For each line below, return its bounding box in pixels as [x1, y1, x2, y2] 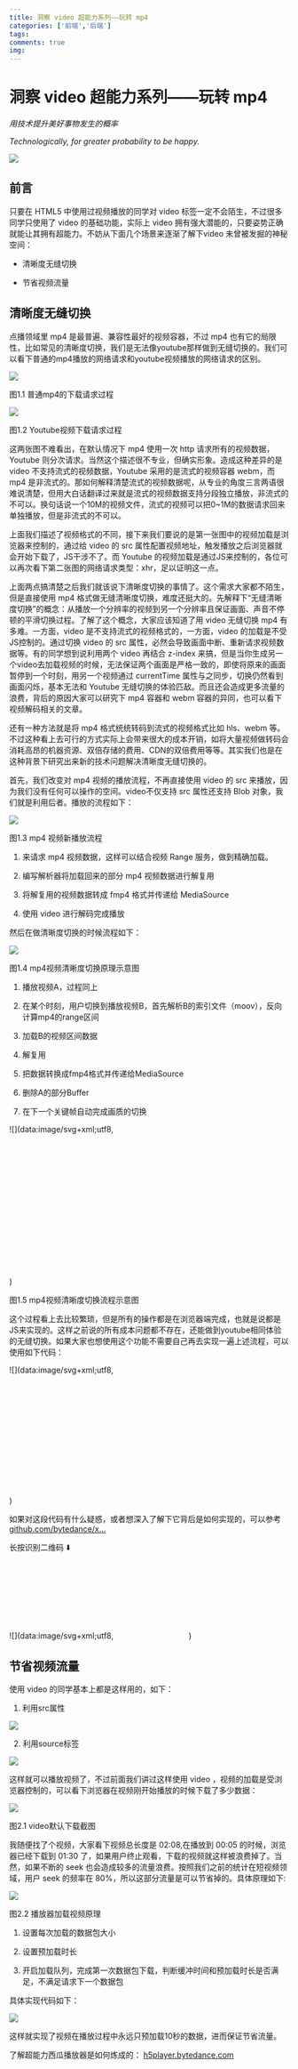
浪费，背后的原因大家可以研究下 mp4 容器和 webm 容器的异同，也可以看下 [9, 692, 282, 703]
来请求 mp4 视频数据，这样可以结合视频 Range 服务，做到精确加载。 [21, 851, 273, 862]
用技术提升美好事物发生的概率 [9, 118, 118, 129]
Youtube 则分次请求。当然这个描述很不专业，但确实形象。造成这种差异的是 [9, 455, 283, 465]
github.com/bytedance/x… [9, 1524, 106, 1534]
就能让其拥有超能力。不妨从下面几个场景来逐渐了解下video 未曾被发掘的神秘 [9, 228, 288, 238]
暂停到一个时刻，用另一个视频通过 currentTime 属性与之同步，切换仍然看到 [9, 670, 284, 680]
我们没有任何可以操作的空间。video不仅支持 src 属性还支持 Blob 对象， [16, 785, 277, 796]
